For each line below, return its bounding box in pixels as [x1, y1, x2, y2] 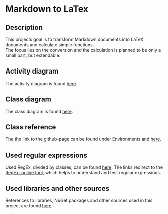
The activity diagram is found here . [5, 80, 78, 86]
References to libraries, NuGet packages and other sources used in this [5, 197, 153, 204]
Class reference [5, 123, 56, 131]
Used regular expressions [5, 151, 88, 159]
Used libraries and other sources [5, 184, 110, 193]
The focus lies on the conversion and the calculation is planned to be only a [5, 47, 161, 53]
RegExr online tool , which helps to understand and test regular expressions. [5, 170, 161, 176]
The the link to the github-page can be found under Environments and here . [5, 136, 161, 142]
